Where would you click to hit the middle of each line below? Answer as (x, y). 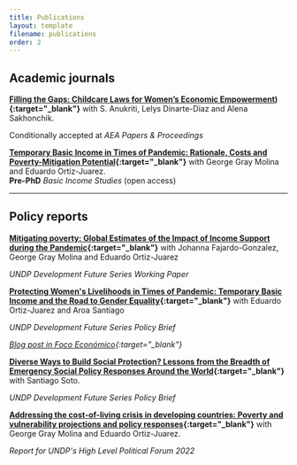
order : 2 (25, 42)
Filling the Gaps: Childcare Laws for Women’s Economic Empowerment (142, 99)
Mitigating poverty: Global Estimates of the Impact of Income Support (140, 238)
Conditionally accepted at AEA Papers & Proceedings (106, 136)
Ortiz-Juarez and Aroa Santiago (67, 310)
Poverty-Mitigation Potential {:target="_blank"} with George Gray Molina (145, 162)
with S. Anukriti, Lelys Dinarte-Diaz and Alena (165, 109)
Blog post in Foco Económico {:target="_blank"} (96, 344)
